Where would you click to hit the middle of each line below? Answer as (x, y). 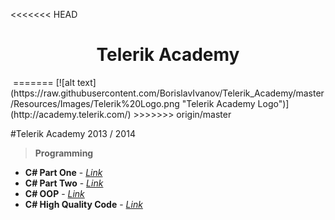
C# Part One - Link (63, 172)
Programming (64, 153)
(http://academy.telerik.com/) (71, 114)
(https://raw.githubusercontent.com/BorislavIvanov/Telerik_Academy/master (167, 93)
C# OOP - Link (54, 193)
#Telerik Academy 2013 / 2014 (73, 133)
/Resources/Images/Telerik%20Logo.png (95, 103)
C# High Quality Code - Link (83, 204)
